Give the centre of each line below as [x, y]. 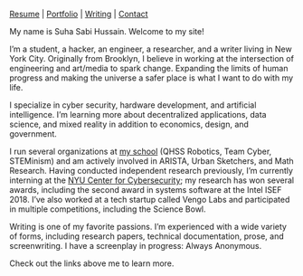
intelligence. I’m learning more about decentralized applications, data [138, 114]
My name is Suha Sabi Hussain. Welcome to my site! [107, 31]
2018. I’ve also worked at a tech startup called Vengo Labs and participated [150, 200]
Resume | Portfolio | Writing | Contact [79, 14]
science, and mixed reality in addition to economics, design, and [129, 124]
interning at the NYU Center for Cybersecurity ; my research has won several [152, 180]
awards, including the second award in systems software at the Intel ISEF [146, 190]
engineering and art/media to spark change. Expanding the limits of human [149, 68]
